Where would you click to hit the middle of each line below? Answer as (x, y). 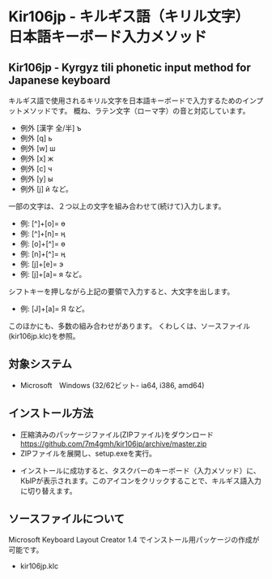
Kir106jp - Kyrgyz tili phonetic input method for (130, 67)
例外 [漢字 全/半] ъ (51, 128)
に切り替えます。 (48, 490)
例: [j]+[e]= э (42, 264)
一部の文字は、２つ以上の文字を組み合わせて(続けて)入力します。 (117, 206)
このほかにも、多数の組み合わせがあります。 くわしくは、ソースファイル (130, 326)
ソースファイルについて (67, 519)
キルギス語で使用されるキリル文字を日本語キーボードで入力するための (125, 101)
